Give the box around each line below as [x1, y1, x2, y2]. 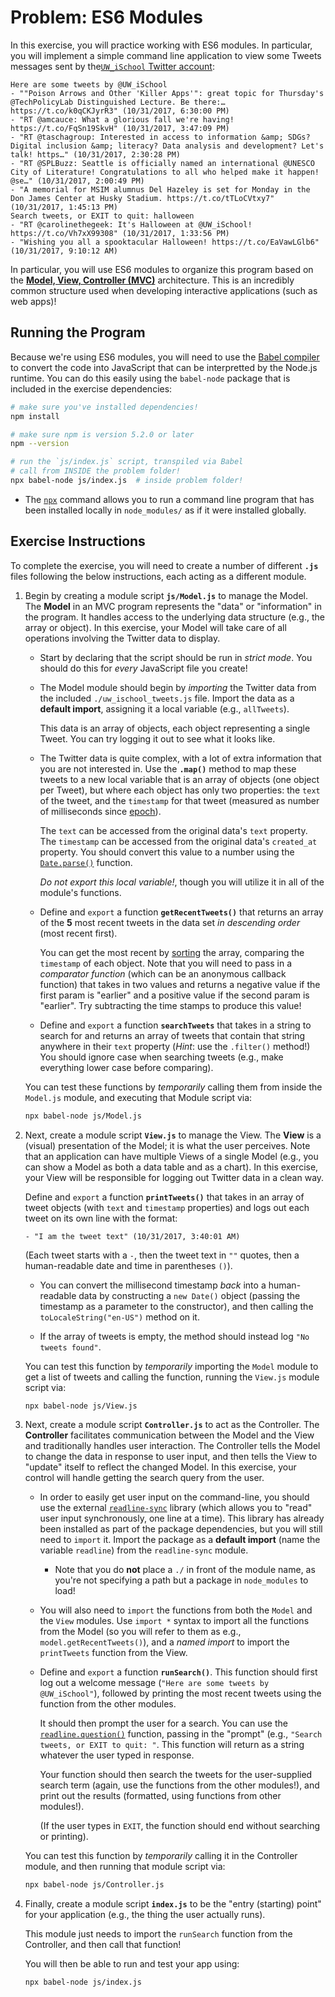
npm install [10, 411, 60, 421]
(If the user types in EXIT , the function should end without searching [39, 1820, 321, 1832]
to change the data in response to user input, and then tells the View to [24, 1451, 318, 1463]
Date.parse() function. [39, 856, 133, 868]
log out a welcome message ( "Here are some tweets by [39, 1677, 270, 1689]
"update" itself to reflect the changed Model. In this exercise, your [24, 1461, 297, 1473]
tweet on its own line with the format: [24, 1212, 178, 1224]
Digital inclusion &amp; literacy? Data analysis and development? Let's [10, 141, 325, 151]
